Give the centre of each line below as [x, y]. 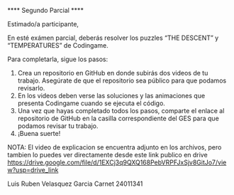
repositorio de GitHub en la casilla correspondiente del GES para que [118, 118]
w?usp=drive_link [33, 170]
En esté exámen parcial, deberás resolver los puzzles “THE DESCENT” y [113, 38]
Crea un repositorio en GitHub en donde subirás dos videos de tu [113, 73]
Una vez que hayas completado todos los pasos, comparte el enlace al [121, 111]
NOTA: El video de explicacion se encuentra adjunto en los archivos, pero [115, 147]
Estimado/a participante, [43, 24]
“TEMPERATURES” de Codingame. [58, 45]
